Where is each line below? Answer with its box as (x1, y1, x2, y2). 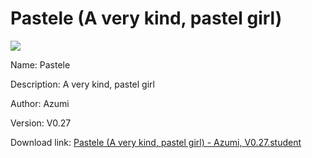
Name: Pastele (10, 58, 71, 71)
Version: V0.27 (10, 117, 72, 129)
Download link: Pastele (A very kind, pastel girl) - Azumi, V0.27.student (10, 136, 302, 148)
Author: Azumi (10, 97, 70, 109)
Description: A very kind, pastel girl (10, 78, 155, 90)
